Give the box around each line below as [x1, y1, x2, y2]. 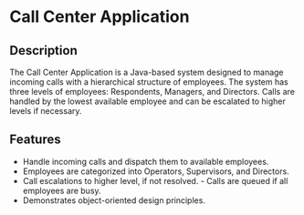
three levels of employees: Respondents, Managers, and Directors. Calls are [9, 87, 295, 97]
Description [9, 43, 78, 58]
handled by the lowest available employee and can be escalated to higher [9, 96, 286, 107]
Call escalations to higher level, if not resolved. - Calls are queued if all [22, 175, 288, 186]
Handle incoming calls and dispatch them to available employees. [22, 156, 269, 167]
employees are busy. [22, 185, 102, 196]
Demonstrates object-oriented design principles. [22, 194, 205, 206]
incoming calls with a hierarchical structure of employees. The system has [9, 77, 289, 87]
